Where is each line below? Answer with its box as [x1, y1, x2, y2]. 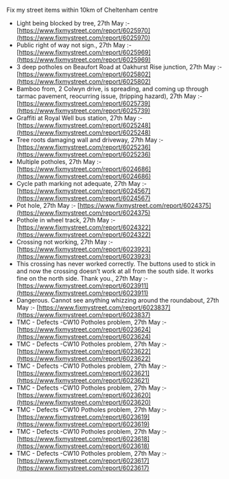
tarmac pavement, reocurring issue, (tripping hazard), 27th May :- [16, 92, 203, 100]
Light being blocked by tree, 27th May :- [16, 19, 130, 27]
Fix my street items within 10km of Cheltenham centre [6, 6, 158, 14]
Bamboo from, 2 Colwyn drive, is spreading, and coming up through [16, 85, 208, 93]
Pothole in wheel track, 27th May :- [16, 216, 116, 224]
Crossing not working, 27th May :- [16, 238, 114, 246]
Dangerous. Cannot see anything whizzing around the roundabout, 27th [16, 296, 219, 304]
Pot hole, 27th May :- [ [16, 202, 80, 209]
